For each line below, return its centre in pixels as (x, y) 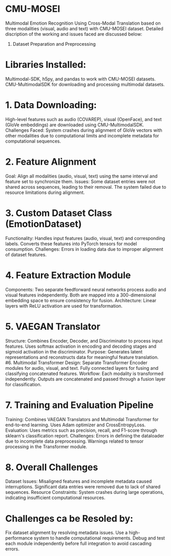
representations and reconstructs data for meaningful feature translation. (82, 357)
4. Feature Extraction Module (68, 275)
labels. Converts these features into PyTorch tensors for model (71, 244)
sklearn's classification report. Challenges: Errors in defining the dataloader (85, 435)
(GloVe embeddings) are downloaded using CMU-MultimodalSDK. (75, 125)
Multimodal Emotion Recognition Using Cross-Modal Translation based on (83, 23)
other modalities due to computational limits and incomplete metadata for (82, 135)
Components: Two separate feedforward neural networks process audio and (86, 289)
